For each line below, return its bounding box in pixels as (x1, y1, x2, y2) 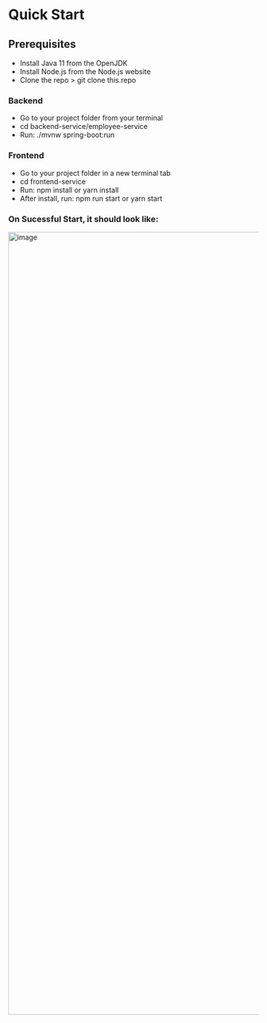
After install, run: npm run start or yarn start (19, 193, 163, 203)
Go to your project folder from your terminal (19, 113, 163, 123)
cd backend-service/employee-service (19, 122, 149, 131)
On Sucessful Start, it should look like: (8, 213, 159, 225)
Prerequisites (8, 37, 76, 51)
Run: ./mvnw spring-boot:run (19, 130, 115, 140)
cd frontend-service (19, 177, 86, 186)
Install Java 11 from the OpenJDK (19, 58, 129, 68)
